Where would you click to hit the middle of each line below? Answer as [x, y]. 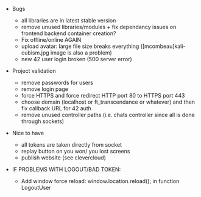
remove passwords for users [57, 82]
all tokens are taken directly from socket [72, 145]
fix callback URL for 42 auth [56, 108]
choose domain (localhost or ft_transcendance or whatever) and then [108, 102]
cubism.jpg [35, 53]
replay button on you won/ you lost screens [76, 151]
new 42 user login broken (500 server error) [76, 59]
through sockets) [43, 121]
